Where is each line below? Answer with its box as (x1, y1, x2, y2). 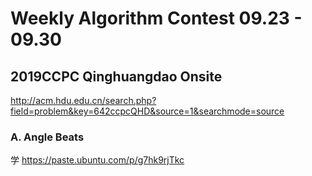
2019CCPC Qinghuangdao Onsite (10, 68, 223, 85)
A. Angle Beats (10, 130, 85, 144)
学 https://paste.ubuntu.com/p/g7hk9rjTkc (10, 154, 185, 166)
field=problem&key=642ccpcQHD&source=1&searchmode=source (10, 105, 285, 117)
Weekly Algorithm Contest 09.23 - (10, 7, 303, 30)
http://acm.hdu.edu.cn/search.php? (10, 95, 157, 106)
